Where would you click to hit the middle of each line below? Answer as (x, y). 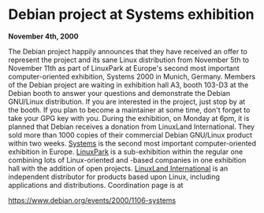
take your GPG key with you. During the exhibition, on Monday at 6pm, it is (129, 118)
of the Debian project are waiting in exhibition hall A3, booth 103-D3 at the (128, 85)
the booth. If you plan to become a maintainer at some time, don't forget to (129, 110)
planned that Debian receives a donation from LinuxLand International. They (131, 127)
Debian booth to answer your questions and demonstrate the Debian (119, 93)
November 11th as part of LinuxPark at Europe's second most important (124, 68)
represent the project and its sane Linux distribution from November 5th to (129, 60)
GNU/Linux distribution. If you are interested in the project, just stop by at (127, 101)
